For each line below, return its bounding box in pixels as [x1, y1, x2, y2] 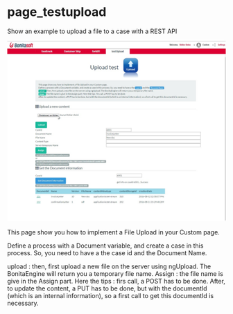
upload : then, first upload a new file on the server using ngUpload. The [7, 262, 212, 270]
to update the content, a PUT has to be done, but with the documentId [7, 284, 207, 293]
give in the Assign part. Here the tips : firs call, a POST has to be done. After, [7, 277, 225, 286]
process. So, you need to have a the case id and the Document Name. [7, 249, 207, 257]
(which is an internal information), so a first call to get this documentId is [7, 292, 214, 300]
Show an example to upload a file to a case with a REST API [7, 27, 178, 35]
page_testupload [7, 4, 107, 20]
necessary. [7, 299, 40, 308]
